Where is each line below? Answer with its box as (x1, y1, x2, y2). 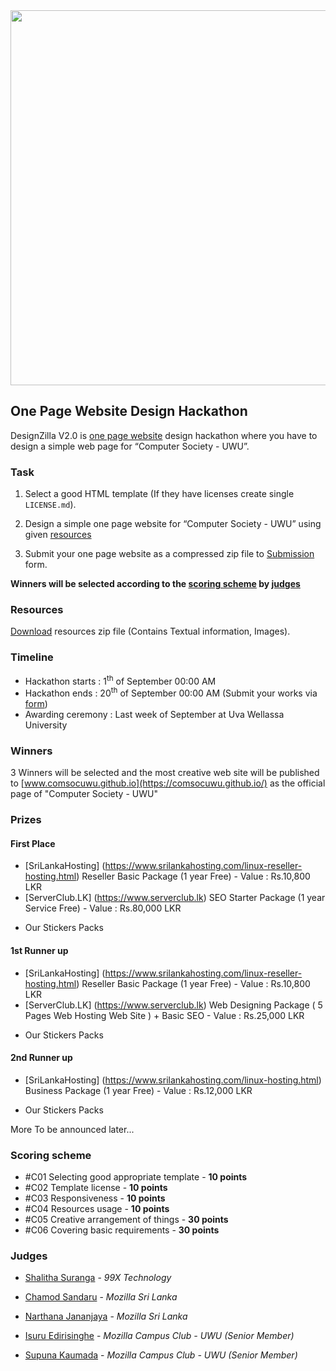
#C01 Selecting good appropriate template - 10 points (24, 1171, 248, 1183)
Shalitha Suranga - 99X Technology (24, 1272, 172, 1284)
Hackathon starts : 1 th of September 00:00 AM (24, 673, 217, 687)
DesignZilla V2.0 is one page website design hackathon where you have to (10, 429, 318, 441)
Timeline (10, 650, 54, 664)
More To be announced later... (10, 1123, 135, 1135)
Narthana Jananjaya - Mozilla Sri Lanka (24, 1310, 188, 1323)
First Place (10, 837, 56, 849)
